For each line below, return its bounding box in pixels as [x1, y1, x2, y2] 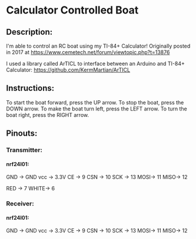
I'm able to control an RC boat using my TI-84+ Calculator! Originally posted [6, 42, 191, 49]
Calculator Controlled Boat [6, 4, 139, 17]
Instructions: [6, 83, 55, 93]
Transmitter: [6, 146, 43, 154]
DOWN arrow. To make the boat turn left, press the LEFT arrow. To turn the [6, 105, 187, 112]
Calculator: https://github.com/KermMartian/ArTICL [6, 66, 131, 73]
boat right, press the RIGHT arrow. [6, 111, 89, 118]
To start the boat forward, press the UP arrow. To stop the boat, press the [6, 99, 184, 106]
